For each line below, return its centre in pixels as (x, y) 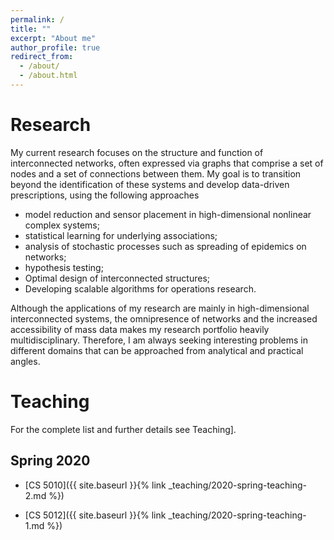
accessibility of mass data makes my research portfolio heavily (140, 329)
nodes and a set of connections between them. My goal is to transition (156, 173)
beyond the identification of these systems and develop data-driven (150, 184)
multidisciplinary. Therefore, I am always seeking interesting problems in (159, 340)
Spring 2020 (50, 461)
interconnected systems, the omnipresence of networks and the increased (164, 318)
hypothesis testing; (64, 267)
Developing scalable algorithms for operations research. (140, 288)
